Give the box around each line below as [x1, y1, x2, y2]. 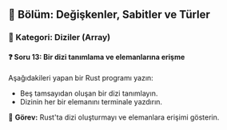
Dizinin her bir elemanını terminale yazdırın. [19, 97, 162, 106]
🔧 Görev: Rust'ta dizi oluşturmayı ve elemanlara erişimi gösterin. [8, 112, 220, 122]
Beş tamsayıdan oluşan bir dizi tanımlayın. [19, 89, 158, 98]
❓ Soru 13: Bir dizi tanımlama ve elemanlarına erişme [8, 52, 185, 61]
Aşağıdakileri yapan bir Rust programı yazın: [8, 73, 153, 82]
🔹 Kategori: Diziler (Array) [8, 32, 110, 43]
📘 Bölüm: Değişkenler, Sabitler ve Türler [8, 8, 210, 22]
